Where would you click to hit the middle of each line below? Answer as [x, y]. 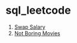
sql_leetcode [38, 10]
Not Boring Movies [37, 33]
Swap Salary [30, 27]
